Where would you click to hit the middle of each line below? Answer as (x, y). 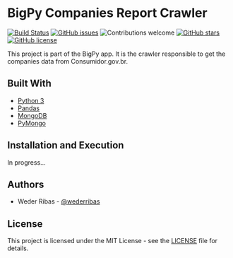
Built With (29, 84)
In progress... (26, 162)
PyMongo (31, 123)
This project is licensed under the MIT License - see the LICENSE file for (112, 241)
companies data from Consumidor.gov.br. (68, 61)
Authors (26, 184)
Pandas (29, 108)
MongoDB (32, 115)
